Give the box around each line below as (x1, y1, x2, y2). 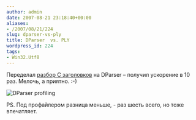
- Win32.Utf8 (6, 54, 40, 60)
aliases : (6, 20, 29, 26)
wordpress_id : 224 (6, 43, 53, 49)
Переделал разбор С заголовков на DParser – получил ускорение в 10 (6, 71, 190, 78)
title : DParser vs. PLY (6, 37, 70, 43)
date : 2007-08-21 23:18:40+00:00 (6, 15, 92, 21)
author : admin (6, 9, 43, 15)
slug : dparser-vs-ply (6, 32, 62, 38)
